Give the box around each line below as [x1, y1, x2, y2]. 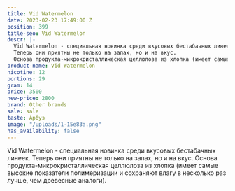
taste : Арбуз [7, 114, 45, 121]
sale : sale [7, 108, 39, 115]
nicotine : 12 [7, 69, 45, 76]
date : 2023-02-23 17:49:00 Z [7, 17, 92, 24]
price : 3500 [7, 88, 42, 95]
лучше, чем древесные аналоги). [7, 176, 107, 185]
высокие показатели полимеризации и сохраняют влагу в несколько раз [7, 169, 227, 177]
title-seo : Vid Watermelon [7, 29, 86, 37]
